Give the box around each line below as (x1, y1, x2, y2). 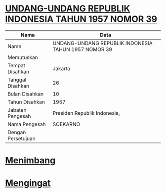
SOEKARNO (52, 121, 81, 128)
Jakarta (52, 65, 71, 72)
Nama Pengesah (7, 121, 46, 128)
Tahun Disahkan (7, 98, 45, 105)
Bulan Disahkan (7, 90, 44, 97)
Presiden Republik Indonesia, (52, 109, 120, 116)
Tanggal (7, 76, 27, 83)
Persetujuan (7, 135, 36, 142)
